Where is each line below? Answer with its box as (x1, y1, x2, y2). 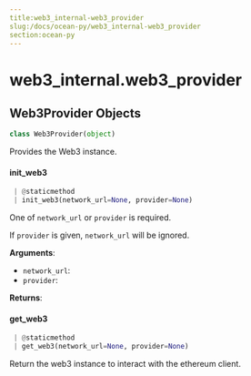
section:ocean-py (9, 30, 75, 39)
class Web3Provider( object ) (9, 129, 116, 139)
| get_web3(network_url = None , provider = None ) (13, 342, 189, 351)
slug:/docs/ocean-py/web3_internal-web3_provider (9, 22, 202, 31)
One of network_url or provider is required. (9, 212, 172, 223)
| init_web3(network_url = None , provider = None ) (13, 196, 194, 205)
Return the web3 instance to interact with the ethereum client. (9, 359, 241, 370)
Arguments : (9, 248, 56, 259)
